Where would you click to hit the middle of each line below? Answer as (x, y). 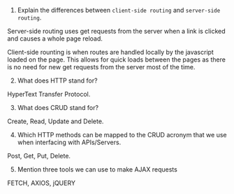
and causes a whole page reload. (55, 39)
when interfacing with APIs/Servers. (69, 142)
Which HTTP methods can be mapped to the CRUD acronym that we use (122, 135)
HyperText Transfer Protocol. (49, 94)
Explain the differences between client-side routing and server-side (119, 10)
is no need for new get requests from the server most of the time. (101, 67)
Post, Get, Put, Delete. (39, 156)
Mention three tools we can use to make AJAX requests (97, 169)
